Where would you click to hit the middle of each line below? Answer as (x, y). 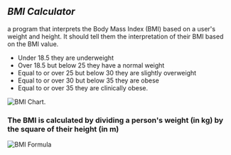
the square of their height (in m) (63, 129)
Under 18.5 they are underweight (65, 58)
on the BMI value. (33, 44)
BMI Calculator (42, 12)
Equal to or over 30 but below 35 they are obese (88, 80)
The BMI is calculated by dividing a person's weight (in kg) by (116, 120)
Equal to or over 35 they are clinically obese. (82, 87)
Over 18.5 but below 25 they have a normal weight (91, 65)
